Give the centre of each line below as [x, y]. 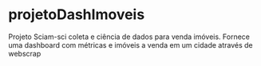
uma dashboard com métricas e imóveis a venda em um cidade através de [130, 45]
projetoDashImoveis [77, 15]
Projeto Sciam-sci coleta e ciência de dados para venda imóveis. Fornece [129, 37]
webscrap [25, 53]
